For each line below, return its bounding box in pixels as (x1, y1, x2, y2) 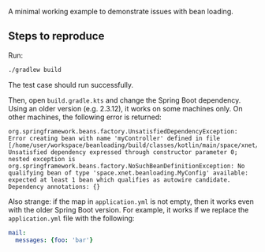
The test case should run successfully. (8, 80, 134, 89)
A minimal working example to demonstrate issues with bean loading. (8, 7, 234, 16)
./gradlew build (8, 66, 62, 73)
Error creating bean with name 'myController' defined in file (8, 134, 221, 142)
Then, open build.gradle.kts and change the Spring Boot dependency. (8, 95, 241, 105)
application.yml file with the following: (8, 213, 135, 223)
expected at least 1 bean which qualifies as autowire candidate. (8, 175, 231, 184)
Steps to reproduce (8, 29, 105, 43)
